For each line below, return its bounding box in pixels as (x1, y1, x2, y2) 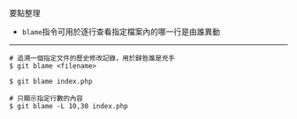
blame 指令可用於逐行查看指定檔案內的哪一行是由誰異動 (21, 26, 221, 37)
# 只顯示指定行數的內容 (9, 94, 84, 103)
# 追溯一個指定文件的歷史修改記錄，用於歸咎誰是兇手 (9, 54, 175, 63)
